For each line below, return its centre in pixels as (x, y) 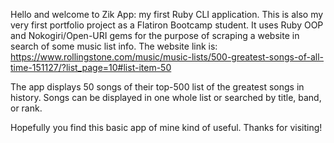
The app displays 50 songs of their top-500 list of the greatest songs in (157, 87)
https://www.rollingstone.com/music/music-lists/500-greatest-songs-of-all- (167, 57)
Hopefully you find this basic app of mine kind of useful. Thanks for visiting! (166, 127)
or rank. (26, 108)
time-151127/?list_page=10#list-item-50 (91, 67)
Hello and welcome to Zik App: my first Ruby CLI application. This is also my (167, 14)
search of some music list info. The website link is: (114, 46)
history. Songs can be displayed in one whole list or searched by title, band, (166, 97)
